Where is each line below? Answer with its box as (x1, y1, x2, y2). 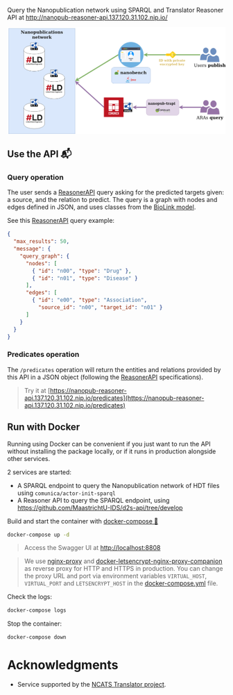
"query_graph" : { (19, 253, 70, 260)
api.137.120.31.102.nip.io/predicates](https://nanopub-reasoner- (24, 394, 205, 402)
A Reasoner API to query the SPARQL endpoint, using (17, 496, 170, 504)
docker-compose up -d (7, 531, 70, 538)
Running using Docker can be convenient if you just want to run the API (7, 439, 212, 448)
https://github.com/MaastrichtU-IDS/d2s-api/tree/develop (17, 503, 183, 512)
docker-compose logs (7, 607, 67, 614)
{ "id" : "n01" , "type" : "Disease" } (32, 274, 138, 282)
